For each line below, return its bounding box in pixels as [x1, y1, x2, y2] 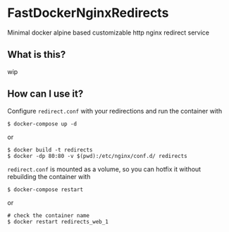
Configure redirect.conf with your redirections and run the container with [7, 106, 223, 115]
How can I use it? [7, 88, 84, 100]
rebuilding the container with [7, 172, 91, 181]
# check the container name [7, 212, 90, 219]
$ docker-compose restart [7, 185, 83, 193]
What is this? [7, 49, 66, 61]
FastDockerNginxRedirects [7, 5, 169, 21]
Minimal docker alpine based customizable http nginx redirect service [7, 28, 210, 37]
